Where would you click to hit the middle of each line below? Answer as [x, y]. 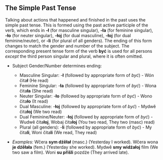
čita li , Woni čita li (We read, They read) [58, 132]
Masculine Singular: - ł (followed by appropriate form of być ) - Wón [87, 75]
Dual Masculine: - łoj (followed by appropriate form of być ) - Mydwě [88, 106]
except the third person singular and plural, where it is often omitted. [74, 56]
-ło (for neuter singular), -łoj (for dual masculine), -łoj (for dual [68, 35]
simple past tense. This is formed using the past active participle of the [77, 25]
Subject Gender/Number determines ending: [57, 66]
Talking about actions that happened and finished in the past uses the [75, 20]
